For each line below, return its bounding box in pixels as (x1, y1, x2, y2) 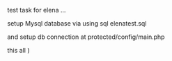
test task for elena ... (7, 6, 66, 14)
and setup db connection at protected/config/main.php (7, 33, 165, 41)
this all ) (7, 46, 30, 54)
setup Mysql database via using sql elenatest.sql (7, 19, 147, 27)
